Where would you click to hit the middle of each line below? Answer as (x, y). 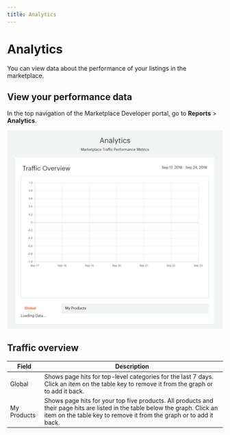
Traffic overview (43, 348)
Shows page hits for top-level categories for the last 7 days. (129, 376)
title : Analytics (32, 14)
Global (19, 384)
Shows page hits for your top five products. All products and (129, 400)
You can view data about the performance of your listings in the (97, 68)
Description (132, 366)
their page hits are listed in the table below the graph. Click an (131, 408)
